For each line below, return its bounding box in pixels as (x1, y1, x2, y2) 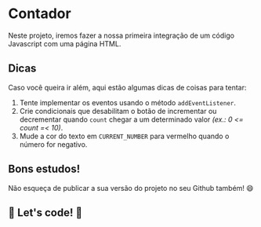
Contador (8, 5, 72, 23)
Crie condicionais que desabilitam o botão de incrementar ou (19, 106, 217, 115)
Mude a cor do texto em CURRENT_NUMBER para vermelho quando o (19, 131, 230, 141)
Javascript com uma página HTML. (8, 38, 121, 48)
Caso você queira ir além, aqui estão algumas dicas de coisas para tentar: (8, 82, 247, 92)
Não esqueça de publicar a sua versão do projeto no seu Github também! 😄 (8, 183, 254, 192)
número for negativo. (19, 139, 88, 149)
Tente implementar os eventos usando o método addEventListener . (19, 97, 237, 107)
